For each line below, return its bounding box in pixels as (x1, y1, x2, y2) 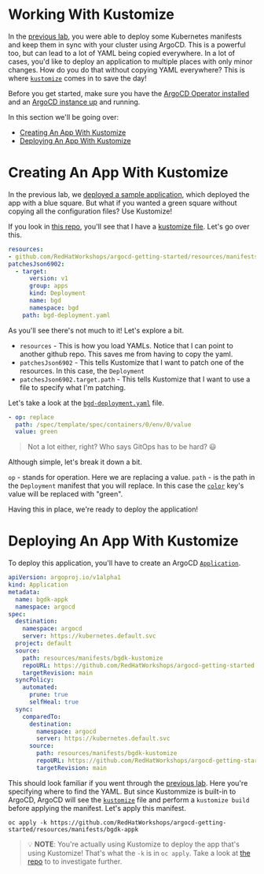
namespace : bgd (28, 303, 79, 312)
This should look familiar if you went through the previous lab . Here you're (8, 778, 248, 787)
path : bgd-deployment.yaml (22, 311, 111, 319)
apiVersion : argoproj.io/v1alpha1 (8, 574, 122, 582)
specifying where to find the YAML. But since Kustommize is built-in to (8, 787, 236, 796)
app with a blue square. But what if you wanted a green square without (8, 198, 237, 207)
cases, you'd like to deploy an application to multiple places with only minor (8, 57, 253, 66)
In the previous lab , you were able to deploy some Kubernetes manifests (8, 32, 242, 41)
